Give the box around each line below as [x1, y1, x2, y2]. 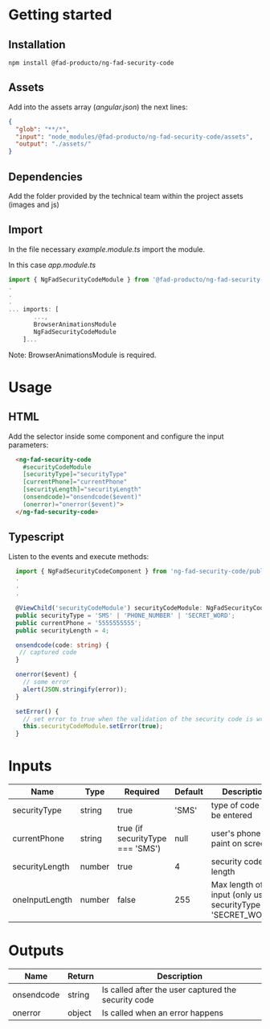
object [67, 1007, 92, 1019]
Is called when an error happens [101, 1007, 223, 1019]
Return [67, 971, 95, 982]
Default [174, 786, 203, 797]
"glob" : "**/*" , [15, 125, 70, 134]
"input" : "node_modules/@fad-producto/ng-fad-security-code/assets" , [15, 133, 253, 141]
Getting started [8, 6, 112, 24]
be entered [211, 810, 253, 821]
